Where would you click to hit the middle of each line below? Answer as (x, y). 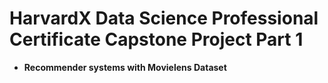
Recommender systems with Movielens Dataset (125, 67)
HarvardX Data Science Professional (164, 18)
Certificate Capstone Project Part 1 (156, 39)
